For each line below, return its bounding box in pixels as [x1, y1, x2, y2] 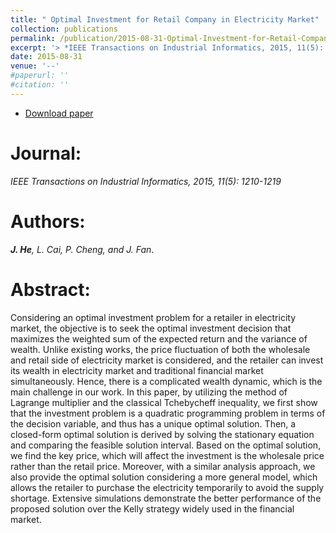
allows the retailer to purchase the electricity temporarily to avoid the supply [10, 481, 325, 493]
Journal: [10, 142, 82, 165]
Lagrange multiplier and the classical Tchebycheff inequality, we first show [10, 396, 318, 408]
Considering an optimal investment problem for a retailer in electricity [10, 311, 297, 323]
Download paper [24, 107, 94, 119]
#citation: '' [10, 80, 70, 90]
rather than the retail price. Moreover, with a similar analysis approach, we [10, 460, 316, 472]
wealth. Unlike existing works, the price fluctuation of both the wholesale [10, 343, 311, 355]
